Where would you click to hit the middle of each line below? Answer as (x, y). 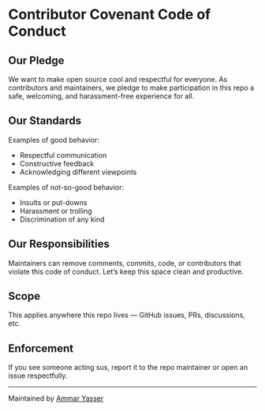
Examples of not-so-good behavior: (66, 187)
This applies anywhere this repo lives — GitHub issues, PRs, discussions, (127, 315)
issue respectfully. (38, 376)
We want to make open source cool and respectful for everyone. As (118, 79)
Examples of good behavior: (54, 140)
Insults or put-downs (53, 202)
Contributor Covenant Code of (110, 15)
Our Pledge (36, 60)
